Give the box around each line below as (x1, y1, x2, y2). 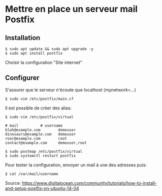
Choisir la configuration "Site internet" (5, 60, 83, 65)
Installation (5, 33, 40, 42)
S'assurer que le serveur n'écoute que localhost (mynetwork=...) (5, 87, 136, 93)
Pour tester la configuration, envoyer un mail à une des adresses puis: (5, 162, 147, 168)
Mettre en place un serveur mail (5, 3, 138, 15)
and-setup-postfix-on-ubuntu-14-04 (5, 185, 79, 191)
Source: (5, 180, 21, 186)
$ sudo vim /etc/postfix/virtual (5, 114, 74, 119)
